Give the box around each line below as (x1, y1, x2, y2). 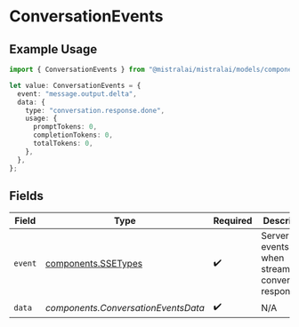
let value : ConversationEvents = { (9, 81, 141, 90)
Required (213, 215, 253, 227)
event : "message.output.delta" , (17, 89, 138, 99)
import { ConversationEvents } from (9, 65, 145, 74)
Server (261, 229, 289, 242)
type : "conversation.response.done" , (25, 106, 166, 115)
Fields (9, 188, 44, 203)
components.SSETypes (44, 258, 143, 270)
